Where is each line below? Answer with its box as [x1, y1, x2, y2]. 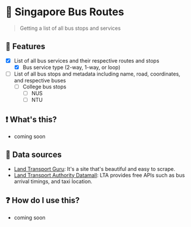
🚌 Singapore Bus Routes [5, 5, 124, 19]
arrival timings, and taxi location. [13, 178, 93, 185]
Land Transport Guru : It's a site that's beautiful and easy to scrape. [13, 165, 176, 172]
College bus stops [22, 83, 67, 90]
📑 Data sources [5, 150, 62, 160]
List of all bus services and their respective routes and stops [13, 57, 159, 64]
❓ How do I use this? [5, 195, 80, 205]
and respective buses [13, 77, 67, 84]
